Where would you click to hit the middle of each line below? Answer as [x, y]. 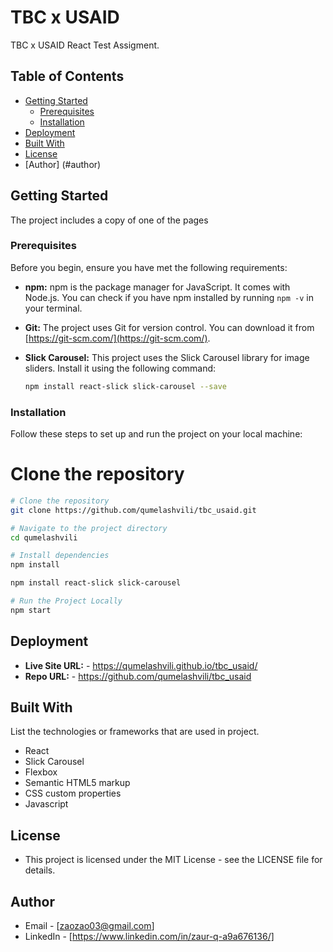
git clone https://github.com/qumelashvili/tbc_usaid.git [133, 510]
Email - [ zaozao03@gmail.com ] [89, 926]
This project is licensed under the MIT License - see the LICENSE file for [173, 860]
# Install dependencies [60, 556]
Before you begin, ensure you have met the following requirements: [149, 267]
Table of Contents [67, 76]
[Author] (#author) [63, 164]
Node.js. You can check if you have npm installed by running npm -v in [169, 297]
